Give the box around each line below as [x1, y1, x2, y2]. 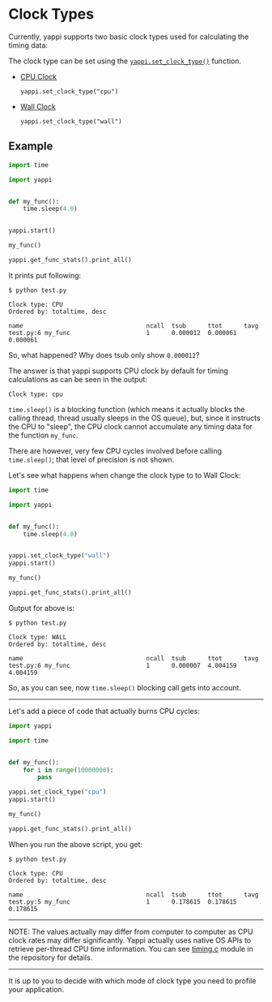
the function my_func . [8, 430, 79, 440]
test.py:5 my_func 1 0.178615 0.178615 [8, 897, 237, 905]
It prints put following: [8, 270, 82, 280]
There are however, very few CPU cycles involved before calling [8, 445, 223, 455]
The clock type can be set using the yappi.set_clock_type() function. [8, 56, 241, 66]
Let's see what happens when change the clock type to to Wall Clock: [8, 470, 241, 479]
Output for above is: [8, 603, 75, 613]
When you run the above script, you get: [8, 839, 143, 849]
